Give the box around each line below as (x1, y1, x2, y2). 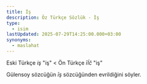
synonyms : (6, 37, 32, 43)
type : (6, 20, 20, 26)
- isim (12, 25, 29, 32)
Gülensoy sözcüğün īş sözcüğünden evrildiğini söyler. (6, 71, 142, 78)
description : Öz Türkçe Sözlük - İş (6, 15, 99, 21)
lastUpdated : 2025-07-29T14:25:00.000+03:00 (6, 31, 121, 37)
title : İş (6, 8, 32, 15)
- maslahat (12, 43, 40, 49)
